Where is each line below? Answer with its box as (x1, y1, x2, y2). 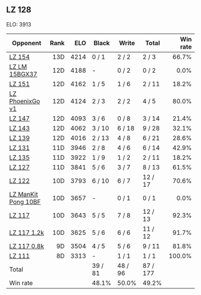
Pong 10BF (9, 198, 41, 206)
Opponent (11, 38, 42, 47)
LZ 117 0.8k (9, 242, 44, 250)
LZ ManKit (9, 190, 38, 198)
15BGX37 (9, 70, 38, 78)
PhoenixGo (9, 97, 41, 105)
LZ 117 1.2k (9, 228, 44, 237)
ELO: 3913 (6, 20, 32, 28)
